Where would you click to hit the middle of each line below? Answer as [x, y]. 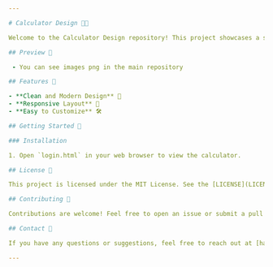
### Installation [38, 140]
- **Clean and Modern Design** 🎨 [65, 97]
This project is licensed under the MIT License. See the [108, 185]
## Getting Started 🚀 [45, 126]
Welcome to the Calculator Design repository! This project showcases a [134, 37]
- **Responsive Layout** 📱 [54, 104]
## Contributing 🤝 [39, 200]
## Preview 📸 [30, 52]
